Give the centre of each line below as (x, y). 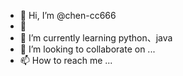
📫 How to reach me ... (66, 60)
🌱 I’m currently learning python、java (96, 38)
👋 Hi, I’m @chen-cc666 (68, 15)
